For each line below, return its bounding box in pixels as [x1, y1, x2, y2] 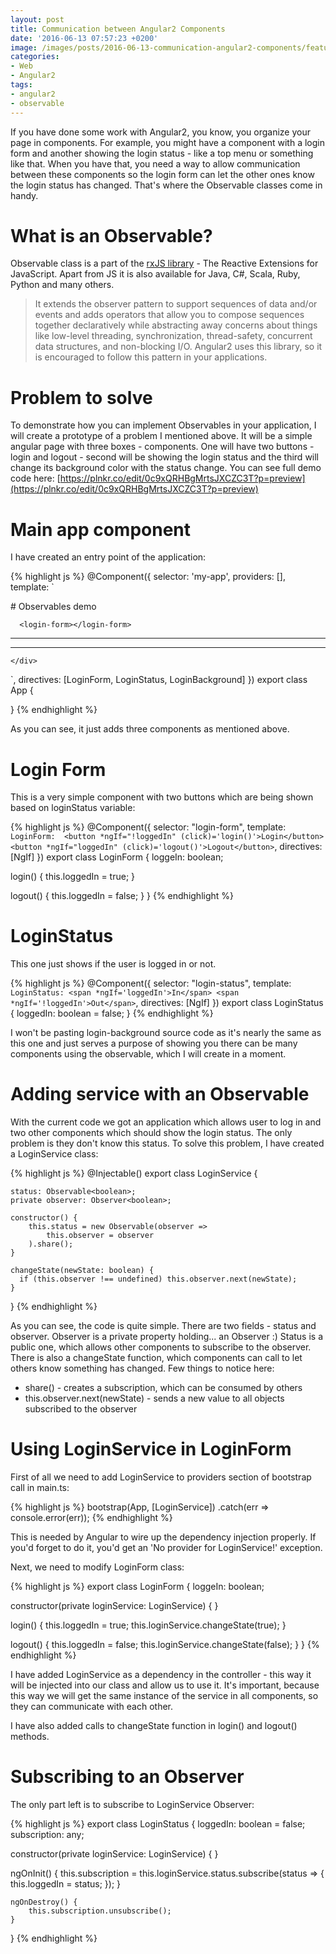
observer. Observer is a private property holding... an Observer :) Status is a [10, 1331, 324, 1343]
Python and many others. [10, 279, 115, 291]
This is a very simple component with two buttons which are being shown [10, 791, 314, 803]
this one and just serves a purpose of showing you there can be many [10, 1037, 298, 1050]
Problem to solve [10, 386, 153, 409]
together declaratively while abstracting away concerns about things [34, 319, 318, 331]
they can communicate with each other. [10, 1701, 174, 1713]
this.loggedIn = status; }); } [10, 1878, 122, 1890]
